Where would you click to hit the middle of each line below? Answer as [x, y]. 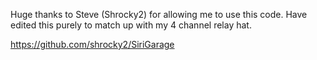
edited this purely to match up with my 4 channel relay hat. [131, 25]
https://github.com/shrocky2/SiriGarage [92, 44]
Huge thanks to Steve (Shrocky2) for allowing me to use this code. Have [159, 14]
